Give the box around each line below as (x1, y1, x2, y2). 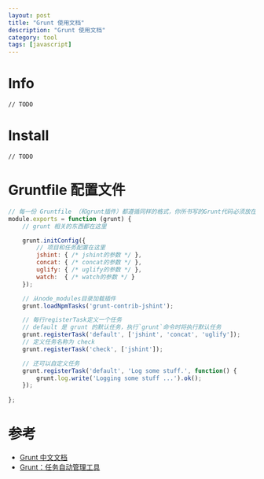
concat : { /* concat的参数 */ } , (36, 259, 142, 267)
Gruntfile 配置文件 (8, 182, 126, 199)
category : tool (8, 33, 58, 42)
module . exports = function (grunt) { (8, 215, 132, 223)
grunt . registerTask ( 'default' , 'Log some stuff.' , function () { (22, 367, 237, 374)
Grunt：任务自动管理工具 (19, 462, 101, 472)
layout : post (8, 11, 51, 20)
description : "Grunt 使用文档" (8, 26, 106, 34)
